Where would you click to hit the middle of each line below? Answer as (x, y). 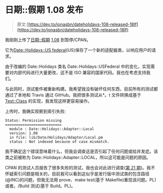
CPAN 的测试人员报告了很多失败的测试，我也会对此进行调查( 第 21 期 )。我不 (80, 167)
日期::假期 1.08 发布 (44, 10)
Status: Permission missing (33, 120)
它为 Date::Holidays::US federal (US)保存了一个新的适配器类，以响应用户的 (78, 50)
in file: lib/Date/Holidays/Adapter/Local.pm (56, 137)
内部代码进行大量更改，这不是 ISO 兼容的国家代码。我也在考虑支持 (80, 72)
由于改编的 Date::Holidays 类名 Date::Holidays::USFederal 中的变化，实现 (78, 66)
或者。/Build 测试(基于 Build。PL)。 (40, 186)
